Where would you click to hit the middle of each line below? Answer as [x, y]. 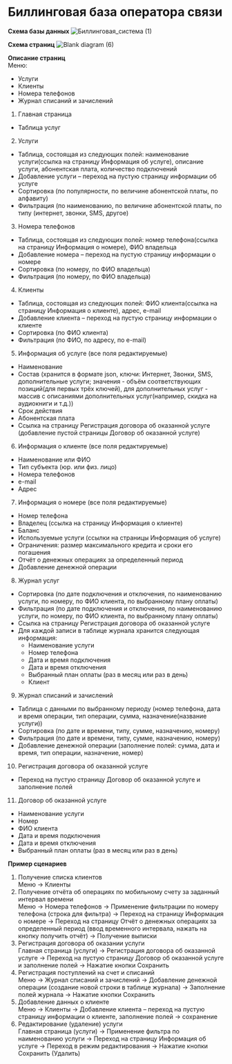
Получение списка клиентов [60, 877]
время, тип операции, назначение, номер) [80, 752]
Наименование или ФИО [54, 459]
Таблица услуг [39, 127]
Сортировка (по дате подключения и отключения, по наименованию [120, 593]
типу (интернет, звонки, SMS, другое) [73, 213]
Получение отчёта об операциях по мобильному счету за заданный [118, 891]
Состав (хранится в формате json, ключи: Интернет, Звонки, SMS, [115, 374]
